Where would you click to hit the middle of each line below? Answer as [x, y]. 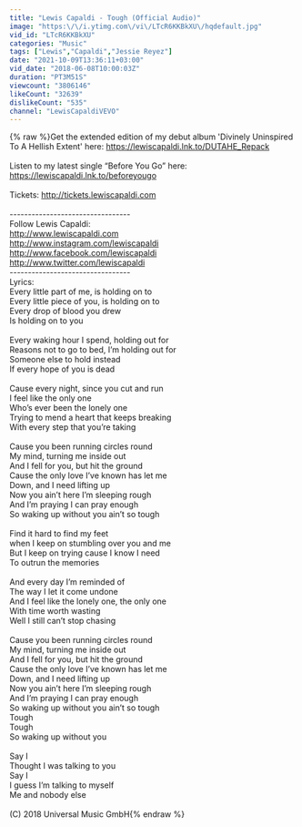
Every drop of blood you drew [65, 311]
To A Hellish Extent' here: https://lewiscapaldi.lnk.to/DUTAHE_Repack [140, 147]
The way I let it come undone [64, 592]
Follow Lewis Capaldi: [50, 224]
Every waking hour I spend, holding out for [89, 340]
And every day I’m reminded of [67, 582]
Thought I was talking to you [63, 766]
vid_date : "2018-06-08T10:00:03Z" [75, 69]
